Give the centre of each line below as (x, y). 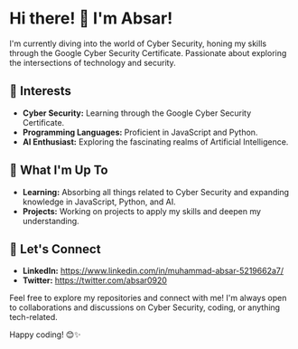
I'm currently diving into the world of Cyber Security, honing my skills (138, 43)
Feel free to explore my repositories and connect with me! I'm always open (148, 298)
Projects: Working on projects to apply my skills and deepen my (142, 211)
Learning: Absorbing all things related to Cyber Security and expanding (156, 192)
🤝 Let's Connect (55, 249)
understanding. (51, 221)
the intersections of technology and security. (93, 62)
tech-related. (33, 317)
